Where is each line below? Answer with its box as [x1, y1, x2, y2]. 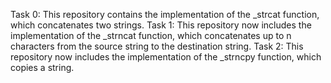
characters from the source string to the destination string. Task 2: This [10, 40, 304, 52]
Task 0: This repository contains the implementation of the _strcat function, [10, 9, 320, 20]
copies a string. [10, 62, 75, 73]
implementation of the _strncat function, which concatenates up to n [10, 30, 292, 41]
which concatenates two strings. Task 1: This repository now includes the [10, 19, 312, 31]
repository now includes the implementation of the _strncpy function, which [10, 51, 322, 63]
